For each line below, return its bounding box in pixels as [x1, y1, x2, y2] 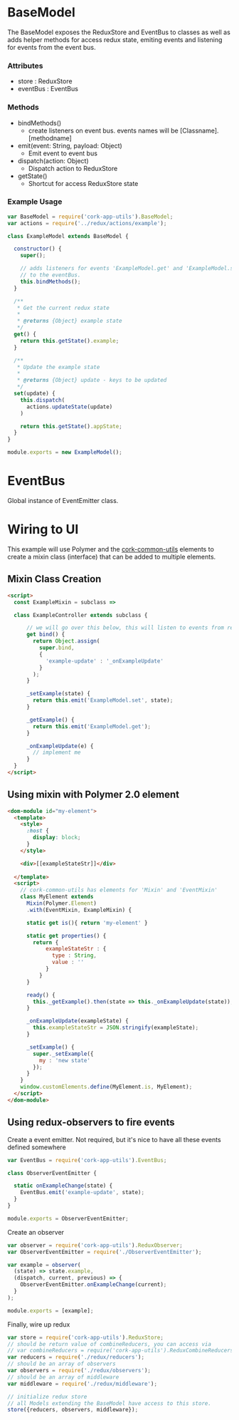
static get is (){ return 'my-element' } [26, 919, 148, 926]
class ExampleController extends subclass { [14, 611, 148, 618]
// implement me [33, 749, 81, 756]
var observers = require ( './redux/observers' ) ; [7, 1367, 152, 1374]
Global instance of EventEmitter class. [7, 497, 119, 505]
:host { [26, 827, 50, 834]
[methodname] [28, 133, 73, 142]
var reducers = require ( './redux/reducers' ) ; [7, 1354, 144, 1361]
